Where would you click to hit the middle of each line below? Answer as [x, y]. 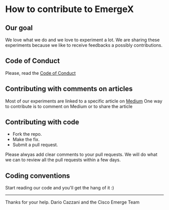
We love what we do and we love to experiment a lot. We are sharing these [82, 40]
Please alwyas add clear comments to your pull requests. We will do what [81, 155]
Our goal [19, 28]
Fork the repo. [27, 134]
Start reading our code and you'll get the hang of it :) [60, 188]
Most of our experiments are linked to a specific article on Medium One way [84, 101]
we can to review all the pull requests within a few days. [63, 160]
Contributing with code [42, 122]
